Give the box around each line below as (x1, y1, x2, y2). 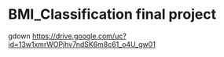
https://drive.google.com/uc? (31, 31, 127, 41)
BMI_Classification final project (8, 5, 217, 23)
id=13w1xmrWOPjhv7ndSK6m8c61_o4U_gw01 (8, 39, 156, 48)
